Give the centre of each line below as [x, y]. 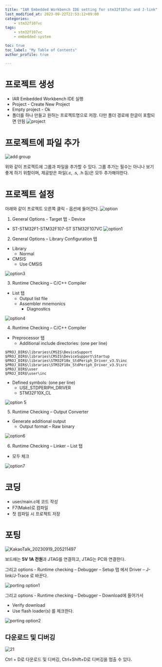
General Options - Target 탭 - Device [49, 219]
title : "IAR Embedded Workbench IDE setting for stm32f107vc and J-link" [81, 10]
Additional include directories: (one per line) [63, 343]
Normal [27, 254]
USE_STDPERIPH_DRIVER [45, 388]
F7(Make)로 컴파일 [30, 508]
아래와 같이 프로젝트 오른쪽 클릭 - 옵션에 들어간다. [52, 209]
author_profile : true [27, 55]
